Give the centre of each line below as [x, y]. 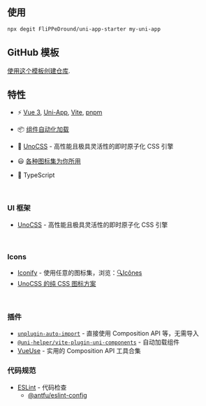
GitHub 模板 [33, 53]
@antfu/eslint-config [57, 395]
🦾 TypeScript [36, 175]
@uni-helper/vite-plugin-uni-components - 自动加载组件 [98, 342]
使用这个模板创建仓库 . [39, 70]
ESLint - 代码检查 [42, 387]
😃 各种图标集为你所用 [49, 161]
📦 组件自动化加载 [43, 129]
